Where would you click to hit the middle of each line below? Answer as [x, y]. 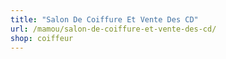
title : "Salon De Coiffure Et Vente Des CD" [104, 19]
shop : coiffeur [42, 38]
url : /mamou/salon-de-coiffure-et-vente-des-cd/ [113, 29]
